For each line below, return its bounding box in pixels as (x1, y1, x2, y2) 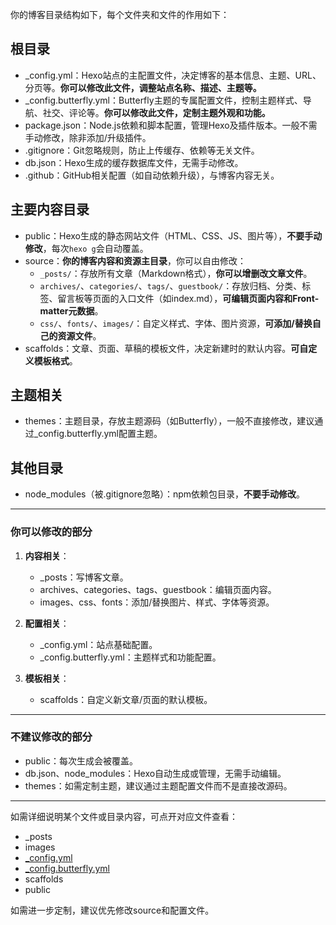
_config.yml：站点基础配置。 (39, 638, 158, 650)
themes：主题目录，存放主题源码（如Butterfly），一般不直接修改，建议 (24, 415, 315, 427)
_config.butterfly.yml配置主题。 (33, 428, 163, 440)
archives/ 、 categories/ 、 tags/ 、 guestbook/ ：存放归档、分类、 (39, 279, 303, 292)
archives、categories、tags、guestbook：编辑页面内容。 (39, 583, 277, 595)
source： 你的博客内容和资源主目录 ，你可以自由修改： (24, 254, 247, 267)
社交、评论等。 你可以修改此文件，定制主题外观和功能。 (42, 106, 271, 118)
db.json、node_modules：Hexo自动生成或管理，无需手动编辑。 (24, 767, 287, 779)
